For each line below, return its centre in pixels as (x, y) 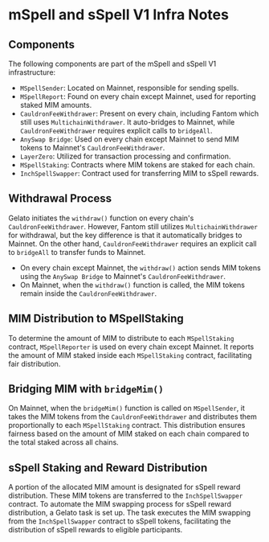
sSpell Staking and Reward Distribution (108, 468)
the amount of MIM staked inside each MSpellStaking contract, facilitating (130, 355)
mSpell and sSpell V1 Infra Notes (118, 15)
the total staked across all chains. (63, 442)
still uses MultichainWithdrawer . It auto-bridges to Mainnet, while (127, 122)
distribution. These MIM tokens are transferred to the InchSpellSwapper (126, 495)
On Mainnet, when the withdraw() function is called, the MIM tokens (132, 285)
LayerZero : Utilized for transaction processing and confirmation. (125, 156)
